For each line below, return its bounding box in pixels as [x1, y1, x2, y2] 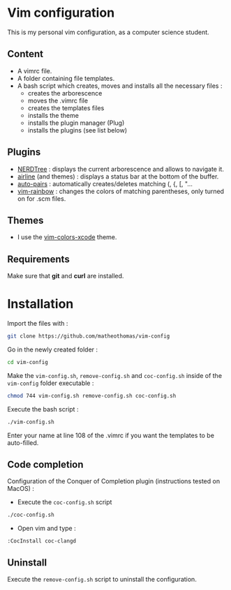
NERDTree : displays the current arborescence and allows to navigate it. [17, 165, 225, 173]
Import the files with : [7, 319, 68, 328]
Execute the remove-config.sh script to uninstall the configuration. [7, 575, 197, 584]
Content [7, 48, 44, 60]
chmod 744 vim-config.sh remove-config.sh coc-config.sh [7, 392, 177, 399]
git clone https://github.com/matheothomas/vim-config [7, 333, 170, 340]
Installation [7, 296, 74, 312]
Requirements [7, 253, 70, 265]
